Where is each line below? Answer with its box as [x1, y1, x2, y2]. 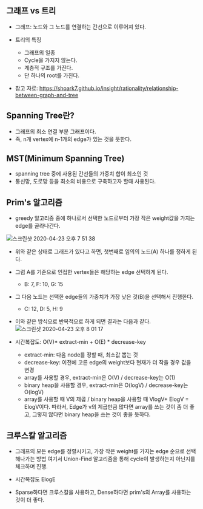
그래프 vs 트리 [6, 5, 56, 16]
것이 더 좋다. [15, 496, 45, 504]
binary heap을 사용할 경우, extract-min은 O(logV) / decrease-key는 [24, 381, 188, 389]
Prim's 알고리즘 [6, 197, 62, 208]
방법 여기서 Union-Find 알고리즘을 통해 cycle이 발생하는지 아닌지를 [36, 455, 196, 463]
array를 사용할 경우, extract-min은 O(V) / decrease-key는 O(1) [24, 374, 176, 381]
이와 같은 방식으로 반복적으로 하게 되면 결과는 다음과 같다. [15, 318, 151, 325]
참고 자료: [15, 84, 38, 92]
